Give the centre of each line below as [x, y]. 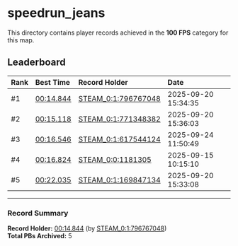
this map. [21, 40]
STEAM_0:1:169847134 [119, 180]
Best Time [53, 82]
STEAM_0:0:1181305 [115, 159]
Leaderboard [36, 63]
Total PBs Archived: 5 [40, 236]
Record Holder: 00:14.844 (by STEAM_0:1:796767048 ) [87, 228]
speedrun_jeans [56, 13]
